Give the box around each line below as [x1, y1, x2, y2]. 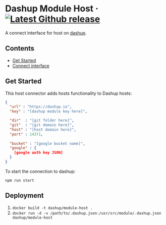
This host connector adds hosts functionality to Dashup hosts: [5, 90, 132, 96]
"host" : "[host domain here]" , [9, 127, 77, 132]
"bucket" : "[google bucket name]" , [9, 141, 85, 146]
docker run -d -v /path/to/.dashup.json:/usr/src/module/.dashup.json [12, 211, 162, 216]
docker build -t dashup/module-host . [12, 205, 93, 211]
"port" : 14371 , [9, 132, 43, 137]
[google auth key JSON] [14, 150, 63, 155]
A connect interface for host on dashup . [5, 30, 87, 36]
